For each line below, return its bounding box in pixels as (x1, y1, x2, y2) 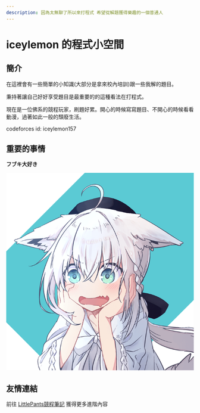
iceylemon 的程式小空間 (6, 38, 124, 51)
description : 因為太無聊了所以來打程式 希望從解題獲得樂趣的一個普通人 (6, 10, 164, 15)
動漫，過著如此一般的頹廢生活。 (6, 113, 85, 120)
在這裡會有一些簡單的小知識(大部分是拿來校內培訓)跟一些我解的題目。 (6, 80, 177, 88)
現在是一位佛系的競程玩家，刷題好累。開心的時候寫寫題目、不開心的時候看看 (6, 105, 194, 113)
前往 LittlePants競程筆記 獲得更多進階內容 (6, 400, 108, 408)
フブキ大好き (6, 161, 37, 168)
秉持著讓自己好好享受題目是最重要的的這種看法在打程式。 (6, 93, 147, 100)
